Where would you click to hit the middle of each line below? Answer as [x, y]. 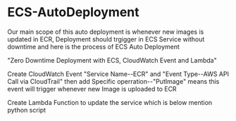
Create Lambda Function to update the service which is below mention [110, 102]
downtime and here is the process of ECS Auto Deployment [93, 46]
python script [27, 110]
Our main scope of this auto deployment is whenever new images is [106, 32]
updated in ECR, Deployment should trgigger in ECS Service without [106, 39]
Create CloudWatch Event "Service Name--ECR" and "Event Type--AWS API [118, 74]
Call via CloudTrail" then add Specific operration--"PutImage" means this [113, 81]
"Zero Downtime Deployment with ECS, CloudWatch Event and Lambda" [112, 60]
